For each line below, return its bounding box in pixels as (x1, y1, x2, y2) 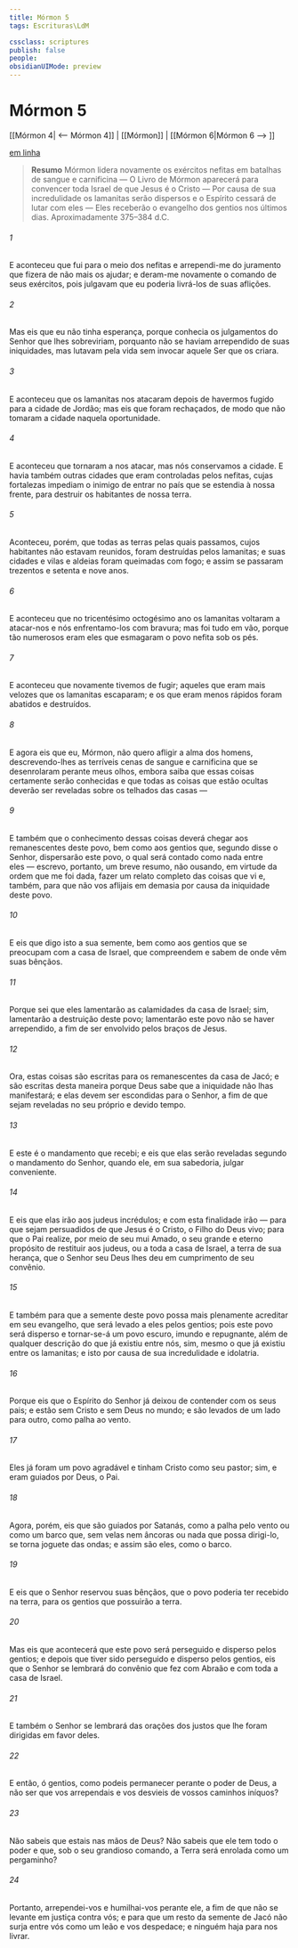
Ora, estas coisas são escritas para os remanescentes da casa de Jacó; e (9, 1071, 279, 1082)
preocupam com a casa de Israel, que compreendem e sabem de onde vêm (9, 946, 287, 957)
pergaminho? (9, 1854, 58, 1865)
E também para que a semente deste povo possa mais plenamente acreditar (9, 1310, 289, 1320)
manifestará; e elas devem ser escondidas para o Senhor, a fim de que (9, 1090, 269, 1100)
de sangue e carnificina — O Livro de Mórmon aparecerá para (30, 174, 259, 184)
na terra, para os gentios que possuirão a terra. (9, 1595, 182, 1607)
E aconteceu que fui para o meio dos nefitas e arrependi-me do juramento (9, 260, 282, 271)
